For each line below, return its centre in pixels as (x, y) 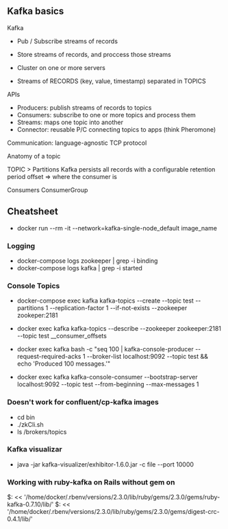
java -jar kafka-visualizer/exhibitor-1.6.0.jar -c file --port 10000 (105, 464)
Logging (21, 246)
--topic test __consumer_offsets (62, 336)
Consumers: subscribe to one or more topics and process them (106, 115)
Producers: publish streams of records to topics (84, 107)
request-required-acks (49, 357)
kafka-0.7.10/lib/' (30, 504)
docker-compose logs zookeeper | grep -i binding (87, 261)
